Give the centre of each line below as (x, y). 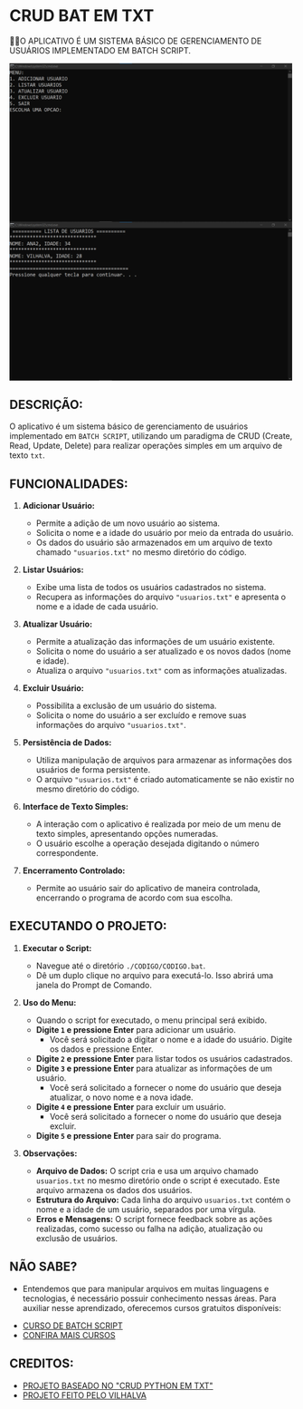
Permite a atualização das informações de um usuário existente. (156, 642)
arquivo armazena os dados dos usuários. (114, 1190)
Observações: (50, 1153)
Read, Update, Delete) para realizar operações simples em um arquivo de (146, 446)
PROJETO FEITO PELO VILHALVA (85, 1395)
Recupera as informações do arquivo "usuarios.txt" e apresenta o (161, 597)
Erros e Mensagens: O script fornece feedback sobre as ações (154, 1219)
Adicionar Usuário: (58, 506)
